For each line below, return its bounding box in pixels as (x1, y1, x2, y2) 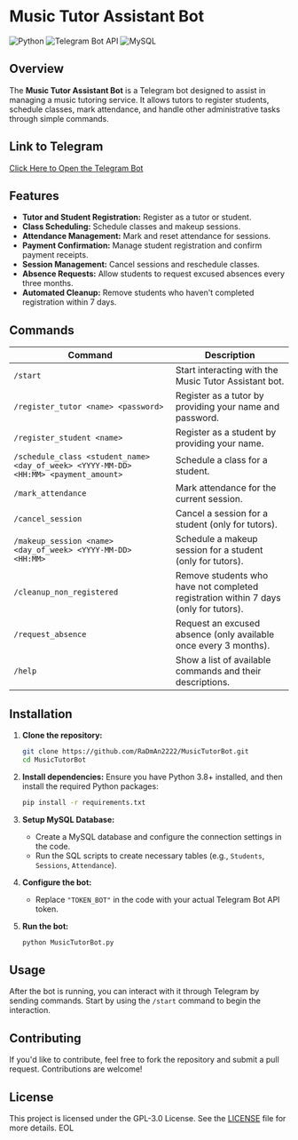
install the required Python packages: (21, 780, 159, 792)
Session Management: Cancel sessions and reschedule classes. (21, 259, 260, 270)
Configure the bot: (21, 877, 92, 888)
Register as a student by (175, 427, 277, 439)
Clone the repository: (21, 730, 103, 740)
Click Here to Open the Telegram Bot (9, 163, 144, 173)
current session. (175, 493, 243, 506)
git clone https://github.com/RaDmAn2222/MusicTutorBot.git (21, 747, 249, 756)
